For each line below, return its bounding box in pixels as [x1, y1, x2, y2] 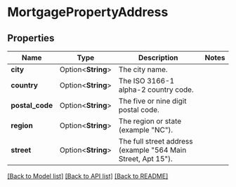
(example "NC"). [118, 125, 173, 134]
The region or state [118, 116, 182, 126]
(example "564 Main [118, 145, 187, 155]
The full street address [118, 137, 193, 146]
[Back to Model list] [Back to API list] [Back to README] [7, 172, 169, 180]
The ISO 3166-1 [118, 76, 175, 85]
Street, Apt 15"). [118, 154, 173, 163]
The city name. [118, 64, 168, 74]
